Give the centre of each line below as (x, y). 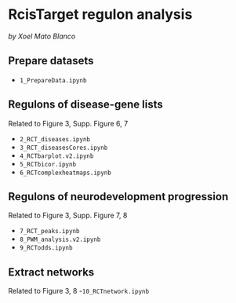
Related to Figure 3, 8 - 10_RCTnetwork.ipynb (79, 291)
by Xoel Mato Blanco (42, 36)
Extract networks (51, 272)
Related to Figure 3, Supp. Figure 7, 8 (68, 215)
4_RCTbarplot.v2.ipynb (56, 156)
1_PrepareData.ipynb (53, 80)
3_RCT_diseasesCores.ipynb (64, 148)
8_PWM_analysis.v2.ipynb (60, 240)
